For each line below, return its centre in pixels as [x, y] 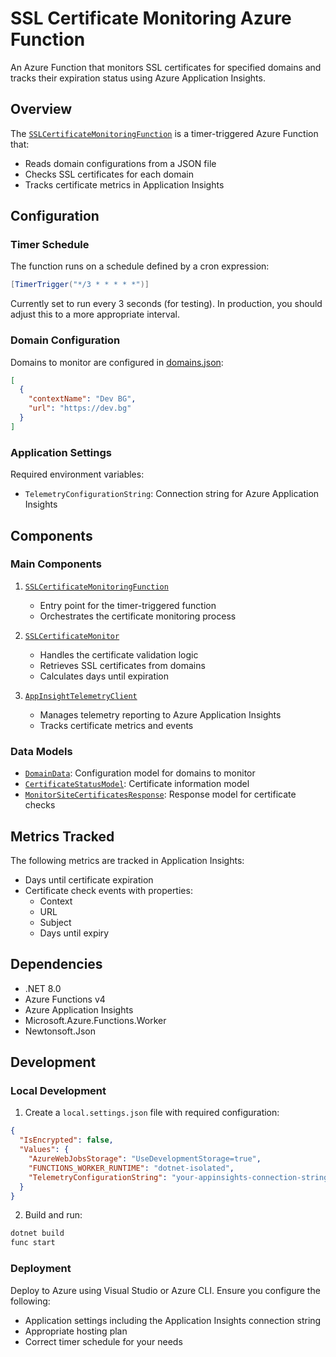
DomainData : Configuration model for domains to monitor [140, 773]
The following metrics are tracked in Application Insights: [127, 860]
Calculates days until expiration [104, 676]
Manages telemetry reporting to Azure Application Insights [160, 714]
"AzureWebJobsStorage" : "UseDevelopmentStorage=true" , [145, 1159]
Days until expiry [74, 933]
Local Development [58, 1091]
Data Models [41, 751]
